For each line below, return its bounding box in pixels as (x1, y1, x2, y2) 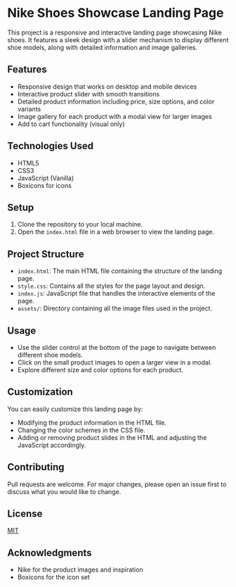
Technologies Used (7, 140, 93, 152)
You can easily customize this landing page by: (7, 405, 143, 413)
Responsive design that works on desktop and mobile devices (17, 82, 197, 91)
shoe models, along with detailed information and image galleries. (7, 43, 198, 51)
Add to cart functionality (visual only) (17, 120, 125, 128)
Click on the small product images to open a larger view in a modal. (17, 358, 212, 367)
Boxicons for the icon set (17, 573, 90, 581)
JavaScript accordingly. (17, 441, 86, 449)
